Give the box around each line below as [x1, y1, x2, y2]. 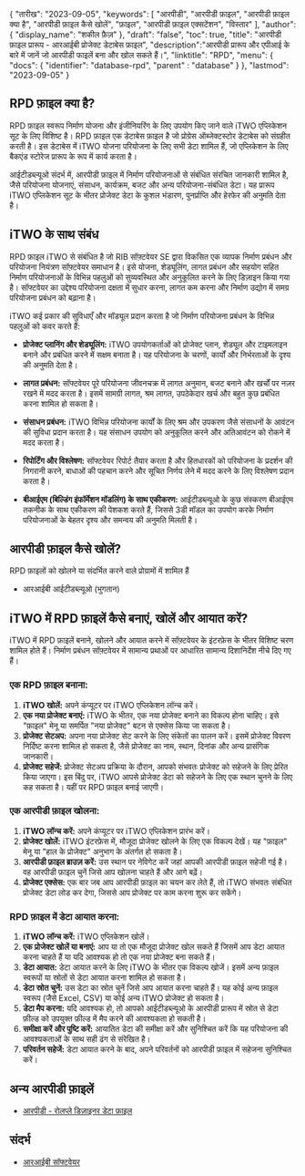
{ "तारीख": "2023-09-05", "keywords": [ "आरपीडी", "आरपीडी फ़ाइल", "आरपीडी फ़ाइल [9, 9, 290, 19]
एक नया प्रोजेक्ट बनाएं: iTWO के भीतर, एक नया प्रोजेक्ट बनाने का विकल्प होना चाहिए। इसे [22, 709, 280, 720]
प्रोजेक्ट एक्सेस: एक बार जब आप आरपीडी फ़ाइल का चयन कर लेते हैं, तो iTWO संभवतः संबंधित [22, 876, 292, 888]
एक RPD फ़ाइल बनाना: [9, 679, 88, 692]
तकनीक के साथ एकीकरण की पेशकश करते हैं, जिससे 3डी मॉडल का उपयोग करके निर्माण [22, 504, 274, 515]
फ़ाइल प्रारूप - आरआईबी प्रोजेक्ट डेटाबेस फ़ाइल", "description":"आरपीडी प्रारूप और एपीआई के [9, 39, 290, 50]
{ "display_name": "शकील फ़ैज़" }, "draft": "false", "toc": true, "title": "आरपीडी [9, 29, 282, 40]
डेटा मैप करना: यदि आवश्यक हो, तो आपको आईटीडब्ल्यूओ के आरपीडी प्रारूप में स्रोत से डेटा [22, 1003, 280, 1014]
